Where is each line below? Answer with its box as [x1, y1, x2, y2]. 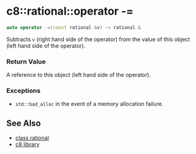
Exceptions [6, 87, 41, 95]
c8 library [15, 141, 40, 148]
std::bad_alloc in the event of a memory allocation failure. [15, 100, 164, 108]
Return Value [6, 57, 46, 65]
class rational [15, 134, 49, 142]
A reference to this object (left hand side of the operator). [6, 71, 151, 79]
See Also [6, 118, 41, 128]
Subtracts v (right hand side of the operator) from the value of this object [6, 35, 190, 43]
